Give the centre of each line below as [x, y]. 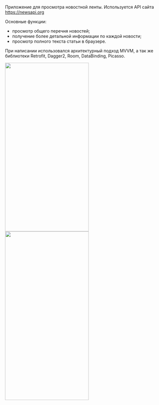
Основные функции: [26, 22]
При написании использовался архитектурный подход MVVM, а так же [79, 51]
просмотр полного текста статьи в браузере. [59, 41]
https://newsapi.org [25, 12]
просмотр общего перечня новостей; [51, 31]
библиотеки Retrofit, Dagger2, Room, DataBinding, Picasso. [65, 56]
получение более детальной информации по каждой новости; [77, 36]
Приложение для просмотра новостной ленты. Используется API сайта [79, 7]
